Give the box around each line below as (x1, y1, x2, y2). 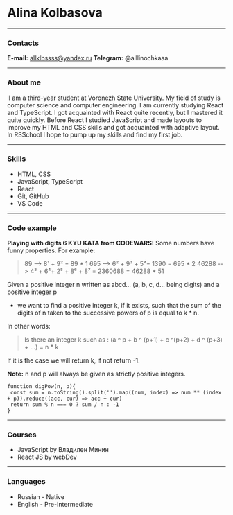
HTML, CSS (17, 170, 51, 178)
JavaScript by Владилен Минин (17, 446, 110, 454)
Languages (7, 477, 46, 487)
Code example (7, 223, 57, 233)
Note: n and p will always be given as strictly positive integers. (7, 369, 186, 378)
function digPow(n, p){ (7, 383, 76, 390)
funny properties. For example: (7, 246, 96, 254)
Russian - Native (17, 492, 64, 500)
